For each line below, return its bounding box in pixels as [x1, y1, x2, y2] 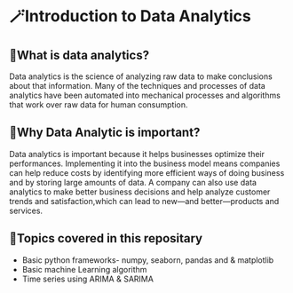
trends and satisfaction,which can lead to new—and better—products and [9, 195, 280, 206]
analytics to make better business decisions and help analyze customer [9, 186, 271, 197]
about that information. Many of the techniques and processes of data [9, 81, 266, 91]
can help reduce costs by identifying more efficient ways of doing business [9, 167, 285, 178]
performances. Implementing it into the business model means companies [9, 158, 281, 169]
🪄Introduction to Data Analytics [9, 6, 251, 27]
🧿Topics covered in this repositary [9, 231, 202, 246]
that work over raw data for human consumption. [9, 99, 188, 110]
